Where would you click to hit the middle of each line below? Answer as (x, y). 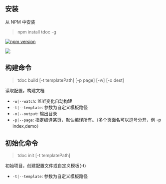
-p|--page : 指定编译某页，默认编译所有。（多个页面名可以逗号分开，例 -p (87, 120)
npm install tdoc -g (37, 32)
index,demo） (27, 126)
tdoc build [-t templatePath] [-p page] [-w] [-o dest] (71, 80)
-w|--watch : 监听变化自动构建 (42, 101)
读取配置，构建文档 (25, 90)
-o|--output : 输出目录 (35, 113)
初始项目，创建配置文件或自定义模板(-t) (46, 166)
